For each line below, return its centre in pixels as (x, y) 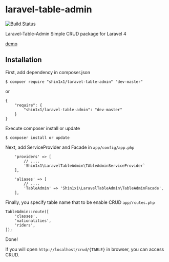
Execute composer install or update (43, 128)
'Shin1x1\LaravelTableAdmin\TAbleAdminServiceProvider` (84, 166)
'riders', (25, 225)
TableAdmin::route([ (27, 212)
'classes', (26, 216)
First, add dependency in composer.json (48, 72)
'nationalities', (33, 221)
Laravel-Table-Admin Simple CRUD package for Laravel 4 (66, 33)
